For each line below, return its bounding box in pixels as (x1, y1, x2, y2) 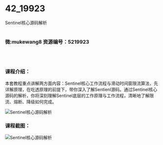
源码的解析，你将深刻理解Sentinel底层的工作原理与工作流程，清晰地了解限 (5, 93, 154, 98)
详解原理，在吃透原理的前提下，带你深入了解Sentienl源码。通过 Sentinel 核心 (5, 86, 158, 92)
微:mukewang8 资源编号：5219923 (5, 38, 89, 45)
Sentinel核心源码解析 (5, 20, 47, 25)
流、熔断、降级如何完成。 (5, 98, 57, 104)
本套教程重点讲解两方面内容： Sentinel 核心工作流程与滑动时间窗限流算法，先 (5, 80, 159, 86)
